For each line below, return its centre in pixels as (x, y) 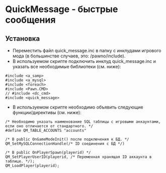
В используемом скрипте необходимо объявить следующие (78, 107)
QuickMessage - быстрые (62, 9)
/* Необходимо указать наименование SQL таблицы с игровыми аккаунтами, (83, 122)
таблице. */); (20, 161)
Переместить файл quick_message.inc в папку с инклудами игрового (87, 51)
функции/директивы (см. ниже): (47, 112)
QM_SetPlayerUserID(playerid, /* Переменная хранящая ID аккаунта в (78, 157)
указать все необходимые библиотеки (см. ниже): (67, 67)
